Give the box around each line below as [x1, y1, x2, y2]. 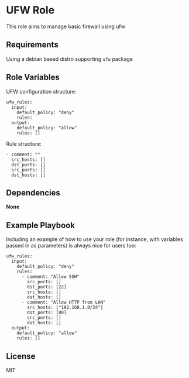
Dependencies [6, 188, 60, 198]
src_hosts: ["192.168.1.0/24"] [27, 305, 104, 311]
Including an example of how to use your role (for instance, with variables [6, 236, 183, 243]
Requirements [6, 40, 59, 50]
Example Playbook [6, 220, 75, 230]
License [6, 351, 36, 361]
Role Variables [6, 73, 60, 83]
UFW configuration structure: [6, 88, 77, 95]
